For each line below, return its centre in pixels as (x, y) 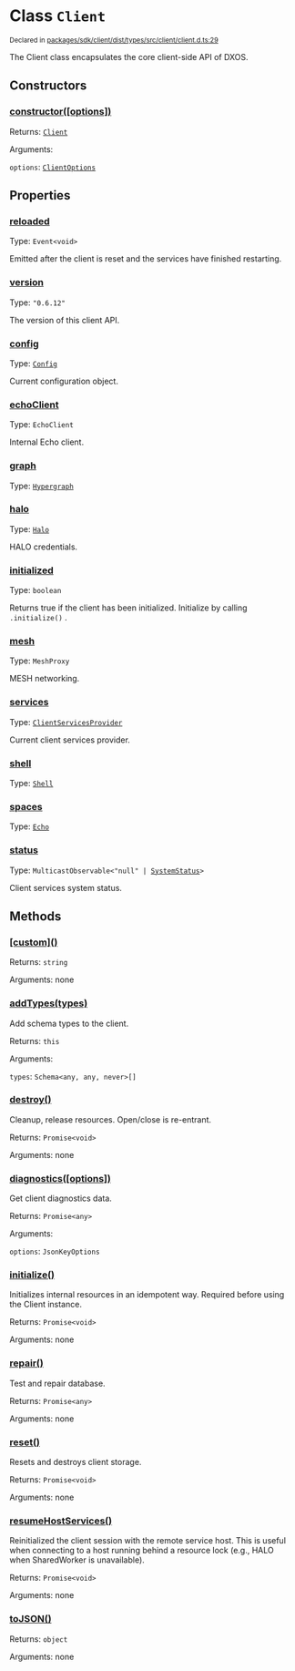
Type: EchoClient (42, 425)
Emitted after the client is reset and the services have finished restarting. (146, 259)
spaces (26, 806)
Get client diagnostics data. (61, 1198)
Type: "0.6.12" (38, 302)
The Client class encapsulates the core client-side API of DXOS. (129, 56)
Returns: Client (39, 131)
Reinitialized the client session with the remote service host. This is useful (148, 1541)
